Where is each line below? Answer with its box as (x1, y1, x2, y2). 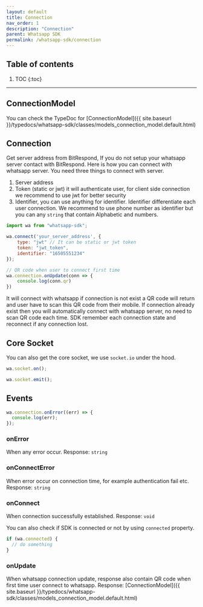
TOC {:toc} (14, 75, 42, 82)
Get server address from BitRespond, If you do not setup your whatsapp (6, 155, 186, 162)
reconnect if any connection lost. (6, 321, 89, 328)
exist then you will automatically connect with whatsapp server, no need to (6, 307, 192, 315)
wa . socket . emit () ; (6, 376, 53, 382)
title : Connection (6, 14, 53, 21)
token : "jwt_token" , (17, 245, 69, 251)
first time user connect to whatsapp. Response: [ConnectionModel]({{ (6, 582, 180, 589)
